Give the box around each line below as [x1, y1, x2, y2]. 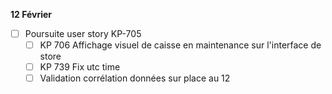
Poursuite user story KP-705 [24, 28, 142, 39]
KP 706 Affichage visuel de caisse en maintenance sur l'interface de [39, 39, 322, 51]
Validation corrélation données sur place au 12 [39, 72, 231, 84]
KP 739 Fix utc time [39, 61, 121, 73]
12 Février [10, 9, 53, 20]
